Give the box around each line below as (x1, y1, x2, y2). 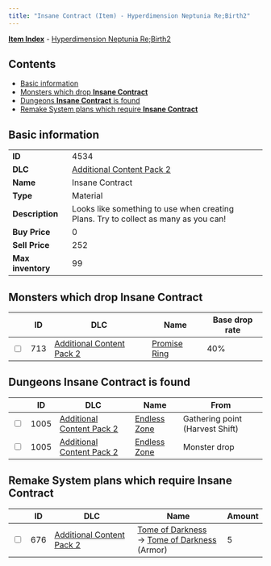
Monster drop (182, 441, 236, 452)
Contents (8, 57, 56, 71)
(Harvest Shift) (182, 423, 240, 434)
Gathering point (182, 413, 242, 424)
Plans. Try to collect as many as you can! (72, 213, 227, 224)
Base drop (212, 314, 253, 325)
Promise (152, 338, 183, 350)
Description (12, 208, 59, 220)
